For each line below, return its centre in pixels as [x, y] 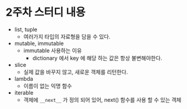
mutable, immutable [39, 43]
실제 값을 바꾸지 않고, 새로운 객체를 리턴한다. [76, 72]
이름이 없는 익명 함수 [48, 86]
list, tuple [26, 29]
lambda [24, 78]
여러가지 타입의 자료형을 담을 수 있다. [67, 36]
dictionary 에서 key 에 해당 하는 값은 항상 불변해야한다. [97, 58]
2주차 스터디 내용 [46, 12]
